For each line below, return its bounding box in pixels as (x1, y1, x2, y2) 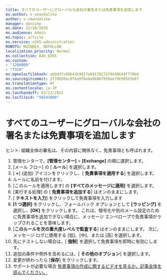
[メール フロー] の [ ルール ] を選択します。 (12, 164, 99, 170)
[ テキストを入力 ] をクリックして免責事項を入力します (12, 195, 123, 201)
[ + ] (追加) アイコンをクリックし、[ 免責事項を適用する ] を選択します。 (12, 170, 157, 176)
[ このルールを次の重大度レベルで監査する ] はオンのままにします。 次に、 (12, 226, 162, 232)
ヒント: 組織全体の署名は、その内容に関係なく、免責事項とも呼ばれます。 (5, 147, 156, 154)
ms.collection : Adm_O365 (5, 53, 57, 58)
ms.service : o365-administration (5, 40, 75, 45)
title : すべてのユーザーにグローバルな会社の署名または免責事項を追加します (5, 7, 143, 12)
